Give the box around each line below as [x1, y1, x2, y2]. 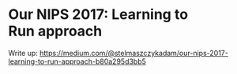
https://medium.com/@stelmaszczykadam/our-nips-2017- [39, 48, 229, 57]
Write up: [8, 48, 38, 57]
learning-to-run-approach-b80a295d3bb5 [8, 57, 146, 66]
